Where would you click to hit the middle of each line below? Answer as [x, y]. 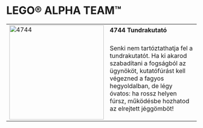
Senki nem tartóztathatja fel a [151, 48]
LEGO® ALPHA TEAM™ [64, 11]
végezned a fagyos [137, 78]
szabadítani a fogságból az [148, 63]
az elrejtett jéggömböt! [142, 108]
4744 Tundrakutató [138, 30]
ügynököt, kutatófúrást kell [148, 71]
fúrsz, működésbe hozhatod [150, 101]
